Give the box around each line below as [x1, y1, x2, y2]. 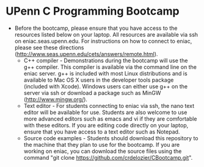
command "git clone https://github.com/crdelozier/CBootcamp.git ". [23, 154, 193, 161]
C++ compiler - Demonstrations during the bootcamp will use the [23, 57, 188, 64]
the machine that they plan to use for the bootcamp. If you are [23, 141, 180, 148]
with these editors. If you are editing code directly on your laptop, [23, 121, 189, 129]
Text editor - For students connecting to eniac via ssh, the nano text [23, 102, 195, 109]
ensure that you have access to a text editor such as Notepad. [23, 128, 180, 135]
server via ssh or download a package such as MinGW [23, 89, 161, 96]
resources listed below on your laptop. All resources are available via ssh [14, 30, 199, 38]
